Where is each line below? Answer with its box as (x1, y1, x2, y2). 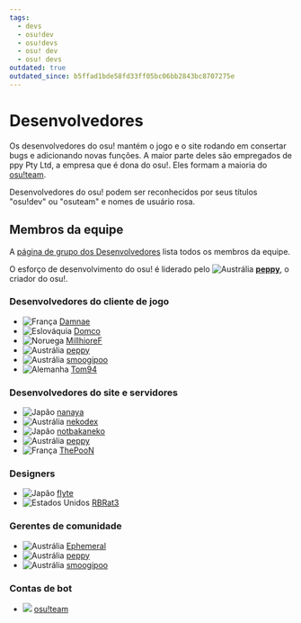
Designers (9, 467, 56, 480)
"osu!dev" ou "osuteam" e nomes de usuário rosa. (9, 195, 196, 207)
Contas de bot (9, 582, 73, 594)
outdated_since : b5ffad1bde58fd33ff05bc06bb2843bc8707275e (9, 72, 235, 81)
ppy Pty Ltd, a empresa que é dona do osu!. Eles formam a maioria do (9, 159, 268, 170)
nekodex (66, 416, 99, 428)
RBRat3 (91, 497, 120, 509)
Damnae (59, 316, 91, 327)
